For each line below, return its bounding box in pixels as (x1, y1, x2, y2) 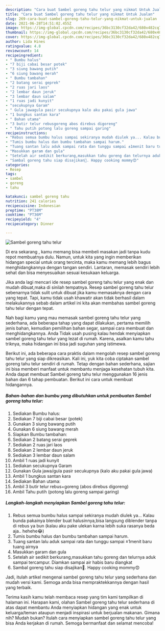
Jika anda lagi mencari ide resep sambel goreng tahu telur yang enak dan (5, 279, 154, 285)
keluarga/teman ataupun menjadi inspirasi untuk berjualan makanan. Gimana (5, 609, 160, 615)
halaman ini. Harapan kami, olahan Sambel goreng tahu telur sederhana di (5, 599, 155, 605)
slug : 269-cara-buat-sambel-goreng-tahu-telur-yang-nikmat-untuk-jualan (5, 16, 157, 21)
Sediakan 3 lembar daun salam (12, 452, 75, 458)
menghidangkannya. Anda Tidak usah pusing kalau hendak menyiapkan (5, 330, 151, 336)
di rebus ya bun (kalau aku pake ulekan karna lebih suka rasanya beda (12, 522, 155, 528)
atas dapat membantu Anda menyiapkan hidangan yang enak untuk (5, 604, 142, 610)
